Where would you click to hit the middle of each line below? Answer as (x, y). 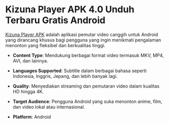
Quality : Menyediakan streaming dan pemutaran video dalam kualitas (86, 86)
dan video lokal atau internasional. (49, 107)
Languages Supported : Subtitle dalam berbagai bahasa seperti (80, 71)
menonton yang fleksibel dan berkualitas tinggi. (56, 45)
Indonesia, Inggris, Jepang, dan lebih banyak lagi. (65, 76)
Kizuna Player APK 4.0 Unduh (70, 9)
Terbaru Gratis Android (56, 20)
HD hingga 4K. (28, 91)
